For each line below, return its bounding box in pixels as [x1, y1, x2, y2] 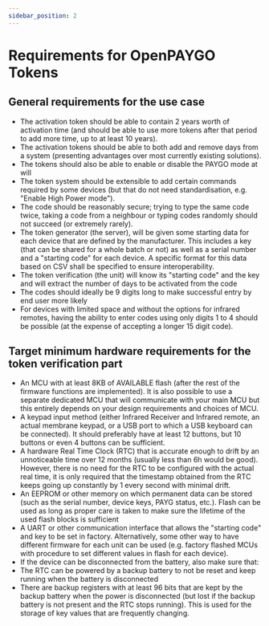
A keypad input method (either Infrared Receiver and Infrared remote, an [19, 413, 260, 422]
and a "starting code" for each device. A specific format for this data [19, 253, 247, 262]
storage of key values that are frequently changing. [19, 608, 190, 618]
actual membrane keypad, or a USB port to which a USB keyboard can [19, 421, 253, 430]
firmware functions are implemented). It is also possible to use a [19, 387, 233, 396]
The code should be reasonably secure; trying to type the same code [19, 201, 250, 211]
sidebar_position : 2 [8, 11, 78, 20]
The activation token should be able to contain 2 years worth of [19, 116, 230, 126]
